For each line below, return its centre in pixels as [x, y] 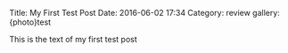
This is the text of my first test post [74, 39]
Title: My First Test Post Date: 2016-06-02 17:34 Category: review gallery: [145, 13]
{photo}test [30, 22]
